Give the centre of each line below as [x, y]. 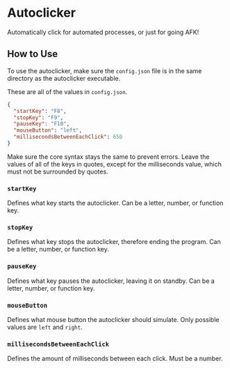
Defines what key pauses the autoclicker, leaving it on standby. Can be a [111, 281]
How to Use [33, 54]
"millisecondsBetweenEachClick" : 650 [68, 137]
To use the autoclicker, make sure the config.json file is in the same [105, 70]
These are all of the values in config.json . [67, 91]
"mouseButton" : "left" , [48, 130]
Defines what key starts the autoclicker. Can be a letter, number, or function [115, 203]
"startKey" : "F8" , [40, 111]
